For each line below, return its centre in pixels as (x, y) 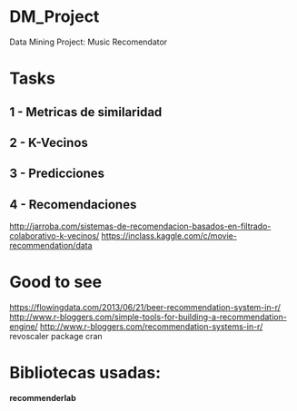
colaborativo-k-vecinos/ (54, 236)
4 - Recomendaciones (73, 205)
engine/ (24, 327)
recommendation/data (51, 246)
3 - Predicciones (57, 174)
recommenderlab (43, 397)
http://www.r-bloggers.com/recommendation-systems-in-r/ (151, 327)
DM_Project (54, 17)
